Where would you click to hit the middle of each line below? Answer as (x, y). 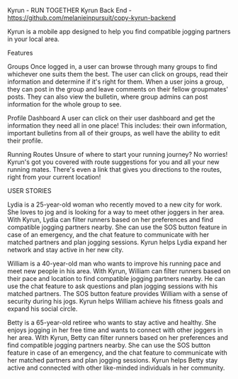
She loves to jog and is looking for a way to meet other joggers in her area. (116, 212)
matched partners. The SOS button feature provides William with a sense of (118, 293)
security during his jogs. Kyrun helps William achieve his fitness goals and (115, 301)
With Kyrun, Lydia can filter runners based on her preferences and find (110, 220)
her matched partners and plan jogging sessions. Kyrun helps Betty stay (113, 360)
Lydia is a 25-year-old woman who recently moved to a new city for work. (115, 204)
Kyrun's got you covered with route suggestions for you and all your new (113, 162)
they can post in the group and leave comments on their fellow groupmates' (118, 89)
